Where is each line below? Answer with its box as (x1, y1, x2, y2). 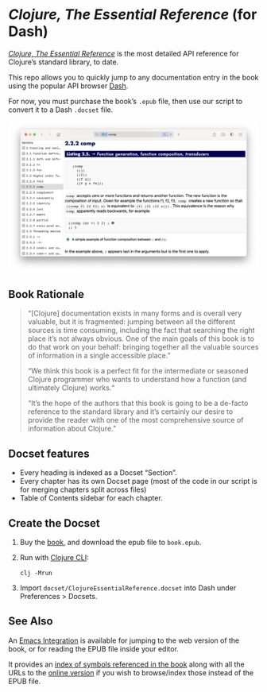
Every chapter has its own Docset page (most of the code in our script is (19, 477, 257, 486)
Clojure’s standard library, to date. (8, 57, 119, 67)
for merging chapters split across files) (19, 485, 147, 494)
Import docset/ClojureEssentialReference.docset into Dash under (19, 583, 237, 593)
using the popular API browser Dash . (8, 81, 129, 91)
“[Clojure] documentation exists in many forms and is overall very (27, 308, 242, 319)
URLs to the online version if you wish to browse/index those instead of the (8, 667, 254, 677)
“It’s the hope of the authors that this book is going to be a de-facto (27, 399, 249, 408)
